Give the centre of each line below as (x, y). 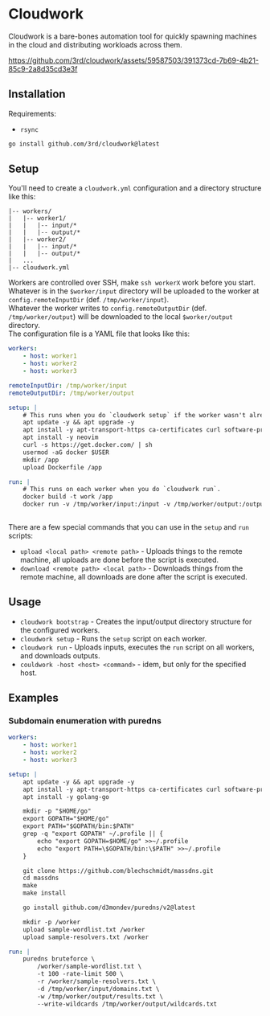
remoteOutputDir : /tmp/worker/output (72, 393)
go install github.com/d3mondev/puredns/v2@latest (109, 908)
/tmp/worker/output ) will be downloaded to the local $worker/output (121, 317)
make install (45, 893)
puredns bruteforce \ (59, 959)
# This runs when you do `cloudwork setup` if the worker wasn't (135, 415)
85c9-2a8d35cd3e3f (43, 68)
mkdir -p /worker (52, 922)
